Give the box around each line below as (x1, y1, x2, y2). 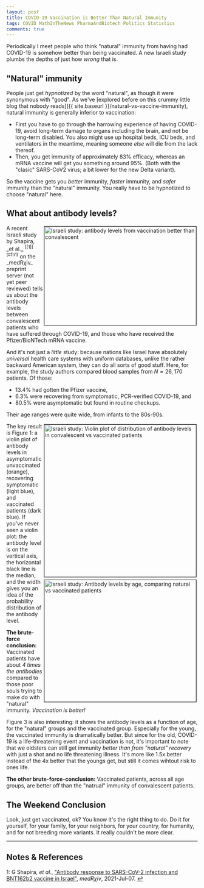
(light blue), (6, 488, 35, 495)
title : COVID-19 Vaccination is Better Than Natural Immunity (6, 15, 167, 21)
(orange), (6, 468, 30, 475)
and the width (6, 578, 41, 586)
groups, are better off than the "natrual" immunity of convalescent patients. (6, 782, 195, 789)
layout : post (6, 9, 39, 15)
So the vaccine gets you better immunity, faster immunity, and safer (6, 178, 176, 185)
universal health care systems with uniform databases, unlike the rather (6, 355, 186, 363)
